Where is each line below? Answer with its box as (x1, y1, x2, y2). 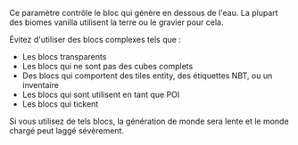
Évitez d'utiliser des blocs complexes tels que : (9, 35, 181, 44)
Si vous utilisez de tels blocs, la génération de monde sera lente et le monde (9, 116, 289, 126)
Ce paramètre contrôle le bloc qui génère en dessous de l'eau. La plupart (9, 8, 278, 18)
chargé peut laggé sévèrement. (9, 125, 125, 136)
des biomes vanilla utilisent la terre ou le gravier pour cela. (9, 17, 225, 28)
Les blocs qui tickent (21, 99, 99, 109)
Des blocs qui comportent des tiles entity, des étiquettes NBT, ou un (21, 70, 273, 81)
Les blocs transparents (21, 52, 107, 61)
